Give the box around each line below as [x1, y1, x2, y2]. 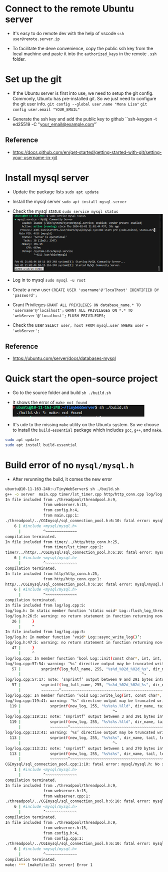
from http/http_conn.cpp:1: [43, 576, 101, 581]
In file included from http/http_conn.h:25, [5, 571, 99, 576]
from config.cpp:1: [43, 836, 84, 841]
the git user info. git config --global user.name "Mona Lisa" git [12, 101, 147, 107]
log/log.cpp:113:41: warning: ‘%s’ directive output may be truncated [5, 730, 155, 735]
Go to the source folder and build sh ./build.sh [12, 390, 111, 396]
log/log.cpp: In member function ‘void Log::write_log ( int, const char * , [5, 693, 162, 698]
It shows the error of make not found [12, 400, 87, 406]
